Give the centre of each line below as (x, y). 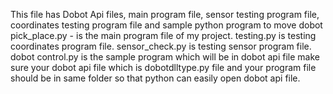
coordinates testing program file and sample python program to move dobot (166, 25)
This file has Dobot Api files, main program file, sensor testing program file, (165, 14)
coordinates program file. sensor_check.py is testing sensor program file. (161, 46)
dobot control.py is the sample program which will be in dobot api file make (165, 57)
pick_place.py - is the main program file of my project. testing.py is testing (163, 35)
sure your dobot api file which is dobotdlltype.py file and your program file (163, 67)
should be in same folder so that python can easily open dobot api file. (155, 78)
